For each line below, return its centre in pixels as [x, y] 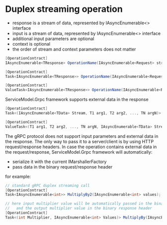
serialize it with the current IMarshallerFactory [59, 162]
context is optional [31, 44]
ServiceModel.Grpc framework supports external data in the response [77, 100]
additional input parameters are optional [53, 39]
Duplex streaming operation [64, 9]
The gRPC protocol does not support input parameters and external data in [82, 136]
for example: [18, 176]
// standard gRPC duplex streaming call [48, 185]
